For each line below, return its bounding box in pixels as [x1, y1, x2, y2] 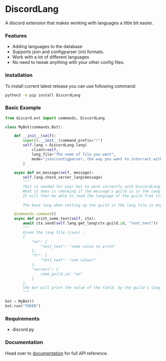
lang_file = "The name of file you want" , [31, 152, 116, 157]
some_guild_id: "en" [40, 271, 83, 276]
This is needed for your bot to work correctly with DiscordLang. [23, 184, 163, 189]
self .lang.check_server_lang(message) [23, 175, 103, 180]
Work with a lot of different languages [12, 54, 89, 60]
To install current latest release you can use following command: [5, 83, 136, 89]
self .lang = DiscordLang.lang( [23, 143, 87, 148]
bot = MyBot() [5, 299, 35, 304]
